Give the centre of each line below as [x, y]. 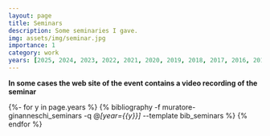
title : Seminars [35, 23]
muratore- [179, 107]
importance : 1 [32, 46]
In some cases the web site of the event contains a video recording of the [133, 83]
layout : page [30, 16]
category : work [34, 53]
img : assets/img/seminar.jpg [57, 38]
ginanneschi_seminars [45, 115]
